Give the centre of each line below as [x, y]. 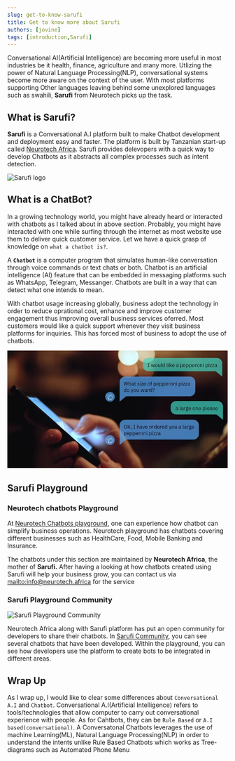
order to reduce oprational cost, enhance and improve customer [100, 311]
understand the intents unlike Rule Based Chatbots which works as [104, 742]
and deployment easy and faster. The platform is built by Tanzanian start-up [116, 142]
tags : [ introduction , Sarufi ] [50, 37]
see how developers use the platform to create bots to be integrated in [109, 651]
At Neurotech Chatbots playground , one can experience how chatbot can [113, 523]
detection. [22, 164]
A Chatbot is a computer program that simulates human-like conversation [113, 260]
